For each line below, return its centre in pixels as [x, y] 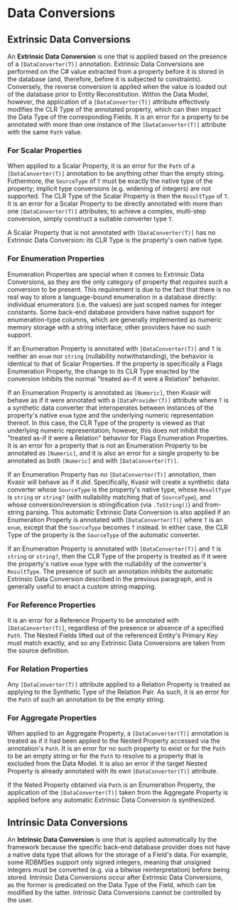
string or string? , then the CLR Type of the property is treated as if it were [117, 556]
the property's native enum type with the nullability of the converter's [107, 564]
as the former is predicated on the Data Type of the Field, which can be [112, 885]
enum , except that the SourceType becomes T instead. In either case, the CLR [118, 527]
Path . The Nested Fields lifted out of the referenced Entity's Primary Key [113, 635]
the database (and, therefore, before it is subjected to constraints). [105, 79]
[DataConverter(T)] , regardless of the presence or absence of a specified [115, 628]
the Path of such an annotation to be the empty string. [86, 699]
